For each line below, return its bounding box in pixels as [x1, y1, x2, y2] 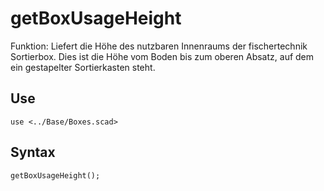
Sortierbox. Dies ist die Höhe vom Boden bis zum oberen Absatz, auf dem [10, 50, 315, 62]
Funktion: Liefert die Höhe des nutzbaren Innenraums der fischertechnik [10, 40, 308, 52]
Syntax [10, 144, 56, 161]
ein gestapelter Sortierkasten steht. [10, 61, 156, 73]
